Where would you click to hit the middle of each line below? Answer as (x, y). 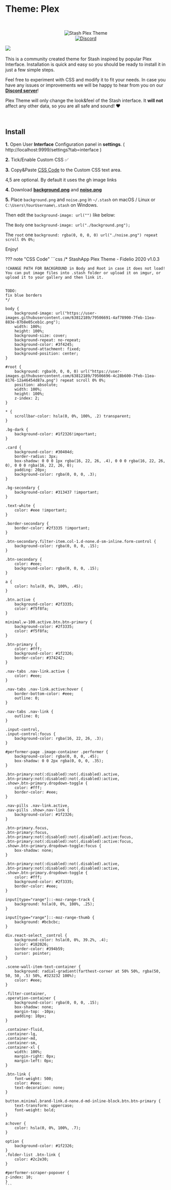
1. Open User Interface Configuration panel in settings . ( (65, 144)
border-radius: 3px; (36, 456)
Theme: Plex (32, 9)
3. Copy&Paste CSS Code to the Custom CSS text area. (63, 170)
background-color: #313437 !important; (57, 492)
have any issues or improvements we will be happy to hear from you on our (84, 85)
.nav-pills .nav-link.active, (38, 806)
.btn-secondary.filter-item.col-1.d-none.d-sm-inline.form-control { (81, 541)
